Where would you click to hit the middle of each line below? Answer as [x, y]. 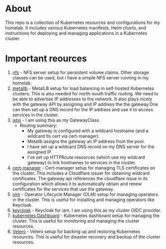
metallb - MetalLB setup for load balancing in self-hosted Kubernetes [83, 88]
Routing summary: [39, 125]
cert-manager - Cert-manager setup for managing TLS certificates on [84, 168]
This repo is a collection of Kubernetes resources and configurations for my [83, 22]
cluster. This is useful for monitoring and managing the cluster [76, 221]
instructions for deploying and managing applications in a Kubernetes [76, 33]
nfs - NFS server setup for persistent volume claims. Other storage [81, 72]
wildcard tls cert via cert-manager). [64, 136]
